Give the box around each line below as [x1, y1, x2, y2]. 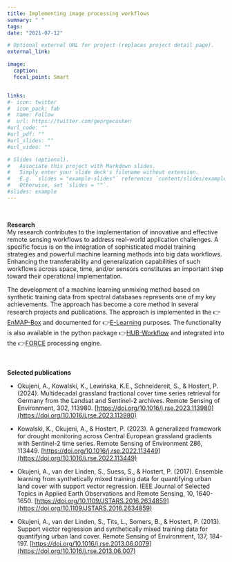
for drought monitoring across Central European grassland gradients [17, 431, 212, 440]
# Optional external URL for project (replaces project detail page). [7, 42, 215, 49]
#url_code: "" [7, 124, 48, 131]
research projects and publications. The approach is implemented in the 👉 [7, 308, 221, 316]
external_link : [7, 48, 51, 55]
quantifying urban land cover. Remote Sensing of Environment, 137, [17, 532, 209, 540]
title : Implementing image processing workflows [7, 10, 150, 17]
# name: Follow [7, 111, 54, 118]
